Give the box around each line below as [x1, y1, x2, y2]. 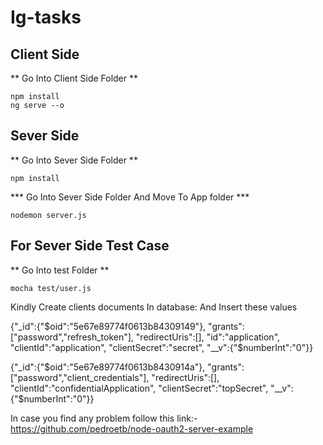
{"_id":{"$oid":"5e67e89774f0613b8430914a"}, [10, 361, 206, 373]
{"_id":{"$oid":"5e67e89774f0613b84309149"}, [10, 320, 207, 332]
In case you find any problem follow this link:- [10, 412, 198, 424]
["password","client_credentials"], [10, 371, 150, 383]
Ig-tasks [10, 6, 82, 29]
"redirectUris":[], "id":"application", [135, 331, 281, 343]
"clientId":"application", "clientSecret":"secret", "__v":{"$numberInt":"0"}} [10, 341, 314, 353]
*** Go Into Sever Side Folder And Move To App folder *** [10, 191, 250, 203]
